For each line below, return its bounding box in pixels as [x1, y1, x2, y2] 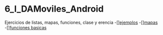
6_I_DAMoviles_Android [4, 3, 104, 15]
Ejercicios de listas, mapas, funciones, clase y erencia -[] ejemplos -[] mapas [4, 19, 158, 25]
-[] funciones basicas [4, 24, 47, 30]
